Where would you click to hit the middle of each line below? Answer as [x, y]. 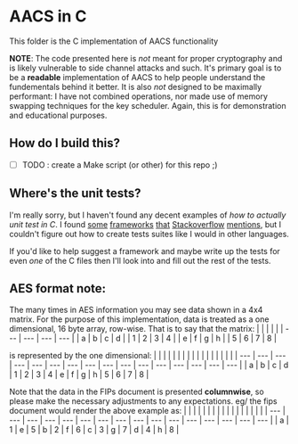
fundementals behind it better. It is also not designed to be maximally [136, 86]
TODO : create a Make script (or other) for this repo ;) [120, 164]
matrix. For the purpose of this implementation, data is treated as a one [139, 319]
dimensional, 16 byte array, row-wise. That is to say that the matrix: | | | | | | [146, 329]
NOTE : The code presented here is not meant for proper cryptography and [146, 58]
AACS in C [48, 16]
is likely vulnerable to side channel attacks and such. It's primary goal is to [145, 68]
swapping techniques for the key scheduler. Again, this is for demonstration [148, 105]
